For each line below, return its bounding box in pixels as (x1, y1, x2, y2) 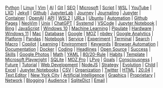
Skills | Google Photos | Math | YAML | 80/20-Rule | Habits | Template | (5, 51, 148, 57)
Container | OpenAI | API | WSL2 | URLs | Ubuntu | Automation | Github (5, 15, 148, 21)
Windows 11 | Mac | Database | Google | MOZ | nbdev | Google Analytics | (5, 31, 153, 36)
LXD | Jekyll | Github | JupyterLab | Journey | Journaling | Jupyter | (5, 10, 141, 16)
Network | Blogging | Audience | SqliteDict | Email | (5, 77, 108, 83)
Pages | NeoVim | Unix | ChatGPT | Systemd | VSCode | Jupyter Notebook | (5, 20, 158, 26)
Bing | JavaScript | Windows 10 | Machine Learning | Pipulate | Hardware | (5, 25, 154, 31)
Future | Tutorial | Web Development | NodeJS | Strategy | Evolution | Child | (5, 62, 158, 67)
